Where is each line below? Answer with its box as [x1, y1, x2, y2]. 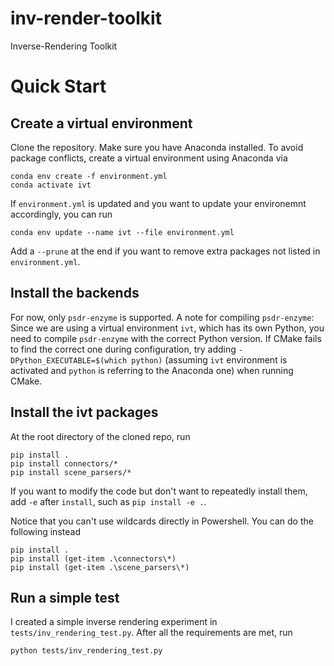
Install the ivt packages [10, 404, 159, 421]
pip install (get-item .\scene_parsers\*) [10, 562, 190, 572]
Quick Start [10, 75, 107, 98]
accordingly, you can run [10, 208, 113, 220]
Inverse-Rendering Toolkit [10, 40, 118, 52]
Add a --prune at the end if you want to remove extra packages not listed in [10, 245, 321, 257]
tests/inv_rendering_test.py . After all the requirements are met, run [10, 627, 293, 639]
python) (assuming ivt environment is [131, 353, 288, 366]
